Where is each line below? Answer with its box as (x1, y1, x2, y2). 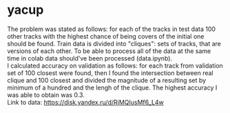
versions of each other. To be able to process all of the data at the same (7, 47, 211, 55)
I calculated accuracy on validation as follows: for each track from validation (7, 61, 224, 70)
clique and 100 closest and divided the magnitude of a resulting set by (7, 76, 207, 84)
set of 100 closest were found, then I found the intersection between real (7, 68, 213, 77)
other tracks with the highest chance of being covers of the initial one (7, 32, 205, 40)
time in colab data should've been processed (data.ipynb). (7, 54, 173, 62)
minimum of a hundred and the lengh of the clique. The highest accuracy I (7, 83, 218, 92)
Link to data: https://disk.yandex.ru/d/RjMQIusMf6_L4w (7, 98, 164, 106)
